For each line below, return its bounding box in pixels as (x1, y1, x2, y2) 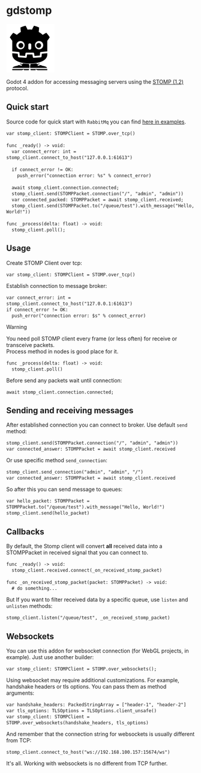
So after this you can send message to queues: (6, 486, 123, 493)
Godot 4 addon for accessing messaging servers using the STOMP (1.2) (6, 78, 184, 85)
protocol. (6, 84, 29, 92)
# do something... (11, 586, 58, 592)
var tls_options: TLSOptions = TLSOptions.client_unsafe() (6, 708, 157, 714)
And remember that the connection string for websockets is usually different (6, 730, 195, 737)
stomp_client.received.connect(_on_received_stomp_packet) (11, 568, 163, 574)
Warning (6, 323, 27, 330)
